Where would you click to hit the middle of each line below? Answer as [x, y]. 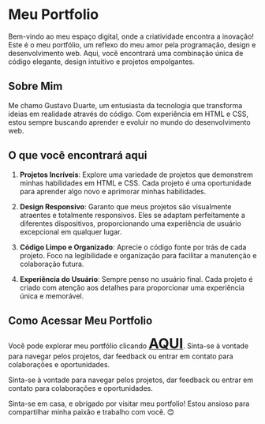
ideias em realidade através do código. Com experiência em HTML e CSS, [128, 114]
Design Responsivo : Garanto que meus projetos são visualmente [125, 206]
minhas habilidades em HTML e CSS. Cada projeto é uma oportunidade [135, 182]
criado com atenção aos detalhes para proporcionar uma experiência [132, 287]
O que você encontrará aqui [78, 156]
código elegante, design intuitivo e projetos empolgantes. [101, 62]
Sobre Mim [35, 86]
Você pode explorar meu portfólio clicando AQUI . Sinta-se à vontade [129, 344]
